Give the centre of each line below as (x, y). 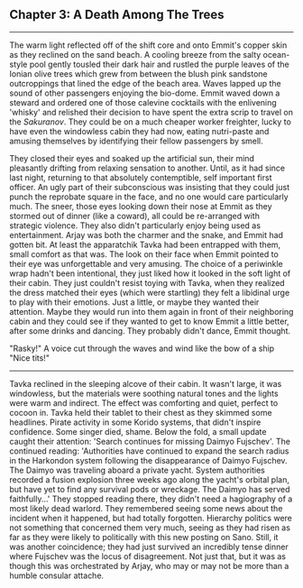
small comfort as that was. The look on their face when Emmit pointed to (144, 254)
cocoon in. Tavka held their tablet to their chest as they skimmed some (141, 412)
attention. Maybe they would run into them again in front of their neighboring (151, 311)
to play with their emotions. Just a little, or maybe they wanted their (134, 302)
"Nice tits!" (29, 358)
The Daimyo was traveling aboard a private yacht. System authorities (138, 470)
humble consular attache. (57, 575)
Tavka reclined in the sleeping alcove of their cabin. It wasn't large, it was (146, 383)
